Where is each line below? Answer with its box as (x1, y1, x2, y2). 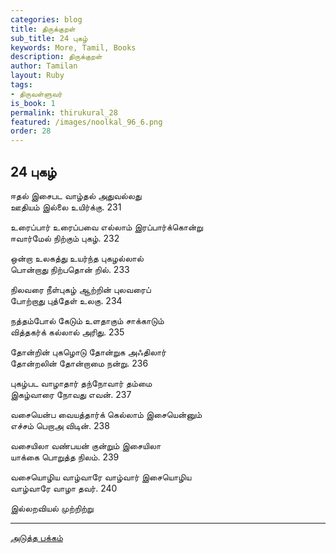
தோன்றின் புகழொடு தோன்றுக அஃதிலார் (10, 346, 167, 358)
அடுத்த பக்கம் (10, 531, 63, 543)
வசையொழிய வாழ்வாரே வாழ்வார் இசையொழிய (10, 471, 192, 483)
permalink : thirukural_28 (10, 107, 118, 118)
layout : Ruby (10, 71, 65, 81)
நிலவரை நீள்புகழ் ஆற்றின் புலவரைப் (10, 283, 152, 295)
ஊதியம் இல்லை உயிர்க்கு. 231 (10, 201, 122, 213)
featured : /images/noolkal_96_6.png (10, 117, 163, 127)
